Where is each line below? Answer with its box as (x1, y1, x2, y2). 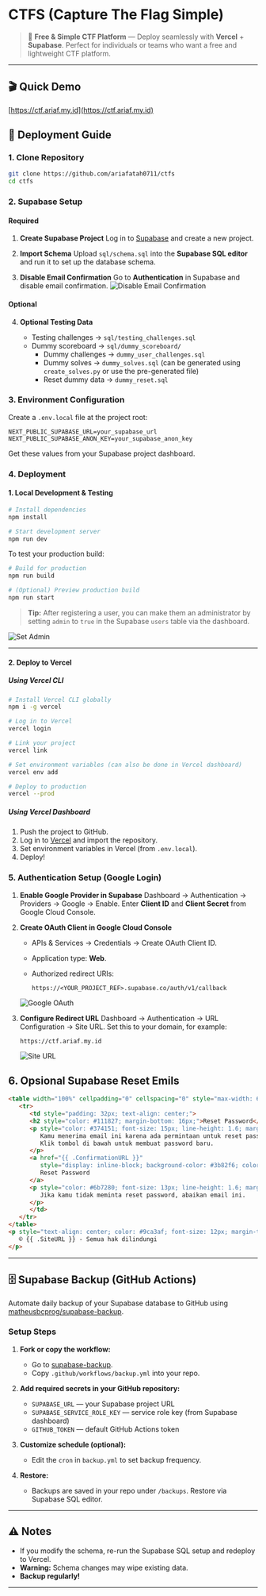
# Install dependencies (8, 506, 87, 514)
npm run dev (8, 534, 47, 543)
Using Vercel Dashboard (8, 807, 91, 816)
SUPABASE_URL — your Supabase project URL (31, 1399, 176, 1409)
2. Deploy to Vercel (8, 657, 73, 667)
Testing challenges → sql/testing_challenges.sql (31, 332, 196, 342)
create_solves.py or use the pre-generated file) (43, 366, 199, 376)
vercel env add (8, 768, 59, 776)
